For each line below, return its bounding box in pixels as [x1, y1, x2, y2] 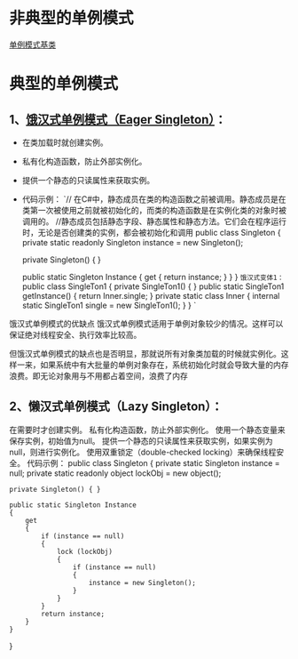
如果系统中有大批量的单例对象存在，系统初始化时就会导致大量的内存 [39, 359, 289, 370]
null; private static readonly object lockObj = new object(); [9, 468, 222, 478]
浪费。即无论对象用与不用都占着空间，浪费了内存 [9, 370, 188, 381]
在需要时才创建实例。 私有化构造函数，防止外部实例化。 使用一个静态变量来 [9, 424, 286, 435]
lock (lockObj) [56, 547, 114, 556]
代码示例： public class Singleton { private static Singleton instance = [26, 457, 281, 468]
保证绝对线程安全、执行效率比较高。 [9, 329, 142, 340]
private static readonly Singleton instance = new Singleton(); [21, 237, 244, 247]
